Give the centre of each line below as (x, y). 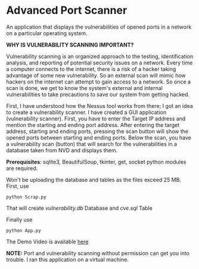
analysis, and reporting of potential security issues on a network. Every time (99, 63)
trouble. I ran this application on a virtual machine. (68, 259)
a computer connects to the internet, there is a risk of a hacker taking (91, 69)
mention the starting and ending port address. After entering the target (93, 125)
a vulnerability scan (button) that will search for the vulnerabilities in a (92, 144)
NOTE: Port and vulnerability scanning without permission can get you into (98, 253)
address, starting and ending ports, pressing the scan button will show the (97, 131)
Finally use (19, 219)
